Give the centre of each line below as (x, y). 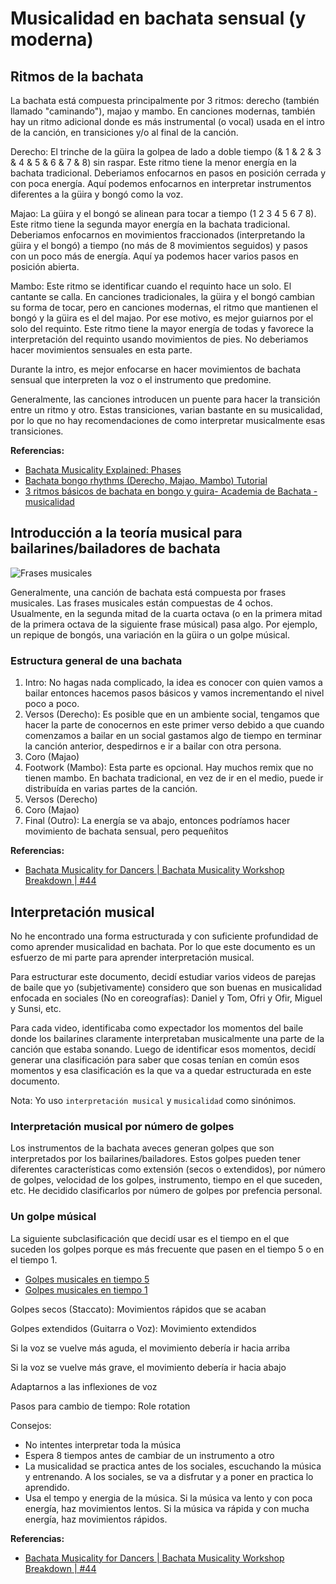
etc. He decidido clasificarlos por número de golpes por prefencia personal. (166, 1191)
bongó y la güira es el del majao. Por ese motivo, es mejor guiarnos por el (162, 318)
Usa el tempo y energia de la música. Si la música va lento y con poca (168, 1498)
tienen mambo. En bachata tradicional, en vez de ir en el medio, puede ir (174, 778)
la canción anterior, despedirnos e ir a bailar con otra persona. (153, 746)
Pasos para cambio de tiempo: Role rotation (100, 1406)
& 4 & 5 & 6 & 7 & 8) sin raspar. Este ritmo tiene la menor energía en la (153, 162)
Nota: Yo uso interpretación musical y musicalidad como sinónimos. (153, 1100)
